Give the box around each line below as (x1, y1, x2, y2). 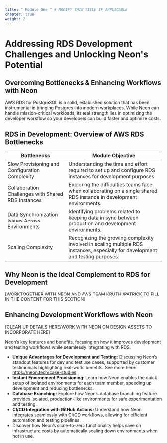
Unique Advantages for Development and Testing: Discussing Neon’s (12, 354, 158, 360)
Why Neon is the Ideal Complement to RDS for (5, 270, 150, 279)
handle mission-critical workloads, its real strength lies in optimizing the (5, 110, 152, 116)
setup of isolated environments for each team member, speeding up (12, 380, 152, 386)
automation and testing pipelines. (12, 417, 81, 423)
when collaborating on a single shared (68, 187, 158, 194)
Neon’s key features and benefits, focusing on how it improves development (5, 339, 161, 345)
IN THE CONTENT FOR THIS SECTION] (5, 296, 85, 302)
